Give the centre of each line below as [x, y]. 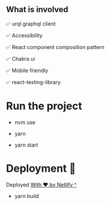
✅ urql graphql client [31, 23]
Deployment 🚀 [41, 168]
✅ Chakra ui [20, 58]
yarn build [27, 196]
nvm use [25, 122]
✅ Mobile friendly [27, 70]
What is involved [37, 10]
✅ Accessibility [24, 35]
